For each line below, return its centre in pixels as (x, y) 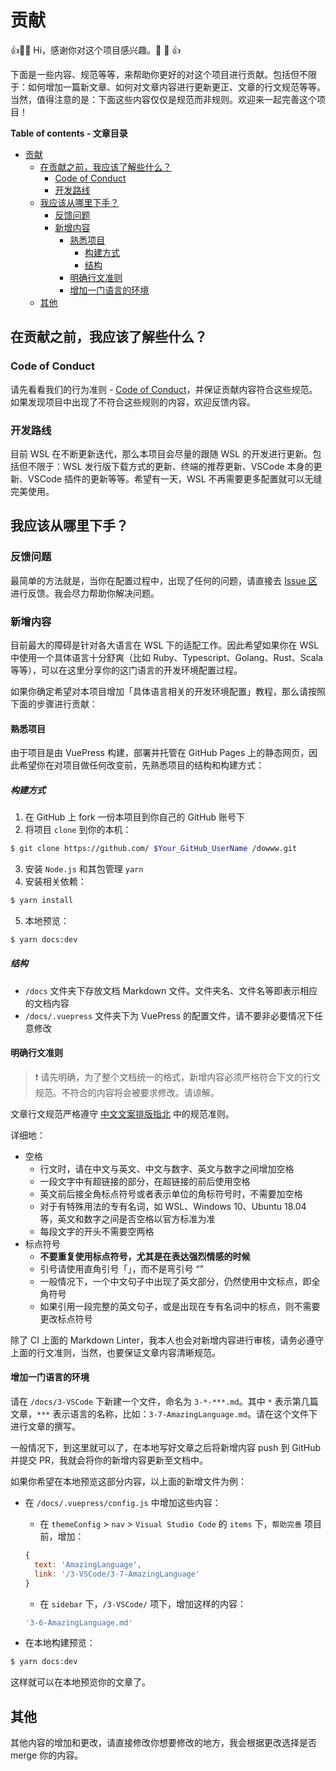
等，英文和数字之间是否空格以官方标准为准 (127, 1218)
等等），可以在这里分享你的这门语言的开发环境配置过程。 (126, 670)
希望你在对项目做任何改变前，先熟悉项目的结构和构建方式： (141, 765)
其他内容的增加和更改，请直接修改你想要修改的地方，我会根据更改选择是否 (163, 1743)
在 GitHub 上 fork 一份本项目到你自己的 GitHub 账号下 (135, 817)
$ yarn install (42, 900)
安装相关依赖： (55, 881)
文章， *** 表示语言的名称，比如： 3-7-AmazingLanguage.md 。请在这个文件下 (164, 1414)
